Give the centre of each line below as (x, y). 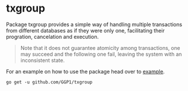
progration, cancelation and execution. (53, 37)
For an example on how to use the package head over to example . (86, 71)
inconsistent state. (43, 60)
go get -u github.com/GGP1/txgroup (49, 82)
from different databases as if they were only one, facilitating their (86, 30)
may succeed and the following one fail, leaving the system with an (101, 54)
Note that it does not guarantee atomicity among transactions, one (100, 48)
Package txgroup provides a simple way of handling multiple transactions (94, 24)
